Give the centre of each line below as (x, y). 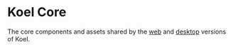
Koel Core (37, 12)
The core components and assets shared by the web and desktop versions (117, 31)
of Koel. (19, 38)
